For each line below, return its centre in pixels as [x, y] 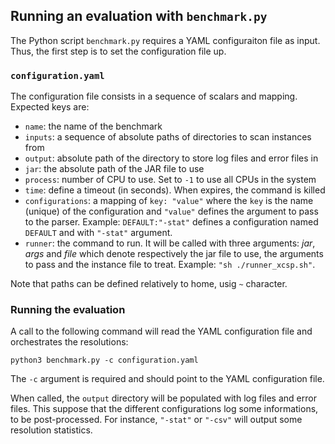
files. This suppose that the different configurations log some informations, [164, 409]
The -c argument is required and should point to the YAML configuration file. [167, 379]
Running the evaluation [68, 310]
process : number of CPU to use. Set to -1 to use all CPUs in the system [170, 180]
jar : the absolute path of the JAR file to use [114, 169]
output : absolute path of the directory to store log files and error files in [171, 158]
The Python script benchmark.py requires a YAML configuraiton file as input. [165, 40]
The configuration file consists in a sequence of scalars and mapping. [154, 96]
